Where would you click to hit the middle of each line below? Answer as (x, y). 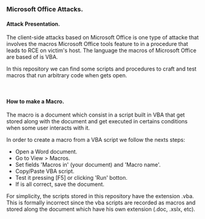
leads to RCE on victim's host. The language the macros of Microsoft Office (102, 50)
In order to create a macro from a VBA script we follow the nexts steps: (96, 140)
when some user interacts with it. (48, 128)
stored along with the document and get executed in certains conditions (97, 121)
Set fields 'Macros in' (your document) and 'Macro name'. (88, 165)
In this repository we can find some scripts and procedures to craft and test (102, 69)
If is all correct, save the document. (60, 184)
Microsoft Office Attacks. (45, 9)
